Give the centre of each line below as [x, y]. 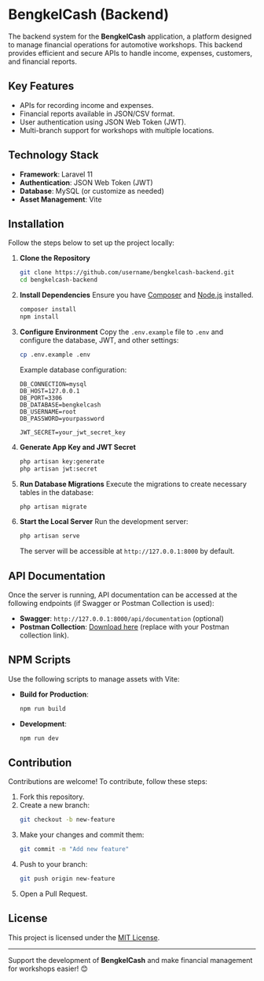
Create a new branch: [55, 805]
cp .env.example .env [55, 355]
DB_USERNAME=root [48, 411]
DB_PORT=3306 [41, 398]
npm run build [42, 708]
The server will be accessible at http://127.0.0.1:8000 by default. [127, 551]
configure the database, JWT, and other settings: [99, 340]
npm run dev [39, 738]
